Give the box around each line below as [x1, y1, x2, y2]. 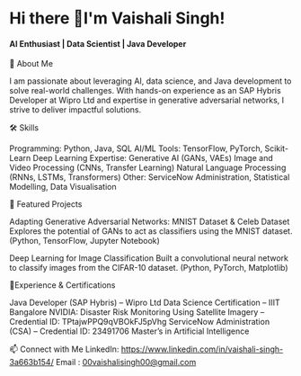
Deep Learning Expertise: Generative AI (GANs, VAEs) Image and [32, 153, 273, 164]
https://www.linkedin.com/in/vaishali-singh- [120, 344, 284, 354]
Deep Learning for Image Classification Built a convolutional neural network [9, 253, 289, 264]
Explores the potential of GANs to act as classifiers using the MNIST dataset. [9, 226, 293, 237]
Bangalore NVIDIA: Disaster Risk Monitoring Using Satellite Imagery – [9, 307, 265, 318]
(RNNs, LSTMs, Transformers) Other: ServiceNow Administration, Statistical [9, 172, 290, 183]
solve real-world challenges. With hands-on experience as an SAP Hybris [9, 85, 281, 96]
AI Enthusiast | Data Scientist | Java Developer [9, 38, 187, 49]
